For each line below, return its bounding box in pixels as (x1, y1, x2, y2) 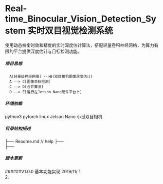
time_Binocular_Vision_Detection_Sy (5, 13, 157, 24)
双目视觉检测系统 (44, 25, 113, 37)
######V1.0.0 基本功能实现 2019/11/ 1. (5, 168, 82, 174)
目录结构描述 (5, 125, 31, 132)
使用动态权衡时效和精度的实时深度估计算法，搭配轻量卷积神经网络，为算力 (5, 42, 154, 48)
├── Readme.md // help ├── (5, 138, 64, 144)
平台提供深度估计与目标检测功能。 (13, 48, 82, 54)
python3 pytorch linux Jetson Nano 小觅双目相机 (5, 113, 103, 120)
